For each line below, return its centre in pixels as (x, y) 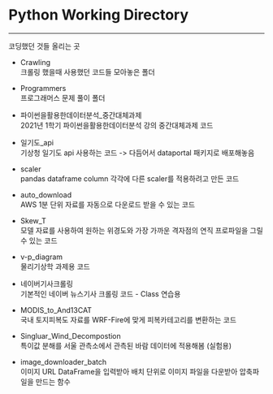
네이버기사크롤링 (46, 284)
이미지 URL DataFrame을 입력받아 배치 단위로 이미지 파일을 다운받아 (129, 371)
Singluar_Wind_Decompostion (71, 336)
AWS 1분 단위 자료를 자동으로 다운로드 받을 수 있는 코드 (108, 204)
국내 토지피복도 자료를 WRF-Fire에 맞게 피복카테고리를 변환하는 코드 (128, 319)
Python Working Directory (99, 15)
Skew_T (33, 220)
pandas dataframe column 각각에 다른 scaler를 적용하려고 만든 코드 (130, 178)
